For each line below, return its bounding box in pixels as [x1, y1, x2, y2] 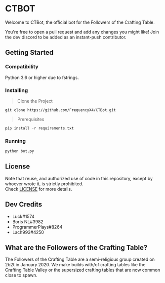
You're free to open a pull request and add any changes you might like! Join [5, 29, 159, 35]
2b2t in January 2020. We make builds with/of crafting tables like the [5, 262, 146, 268]
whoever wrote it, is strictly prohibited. [5, 181, 83, 187]
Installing [5, 87, 28, 94]
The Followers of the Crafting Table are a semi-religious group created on [5, 256, 155, 262]
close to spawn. [5, 272, 38, 278]
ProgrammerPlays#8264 [12, 224, 63, 230]
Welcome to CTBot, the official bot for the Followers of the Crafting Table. [5, 19, 155, 25]
